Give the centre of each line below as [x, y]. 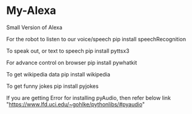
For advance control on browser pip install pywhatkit [72, 62]
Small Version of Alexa [34, 27]
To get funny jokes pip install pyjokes [52, 86]
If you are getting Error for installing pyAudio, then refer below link [89, 98]
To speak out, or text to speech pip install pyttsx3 [68, 51]
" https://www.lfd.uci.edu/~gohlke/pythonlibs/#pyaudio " [76, 104]
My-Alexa [31, 11]
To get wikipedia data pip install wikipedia [58, 74]
